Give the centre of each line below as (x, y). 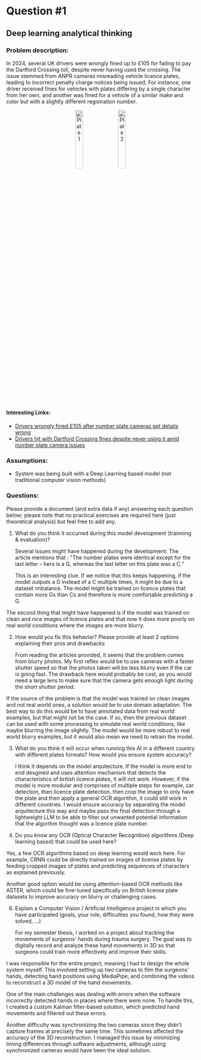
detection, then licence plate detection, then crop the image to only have (104, 791)
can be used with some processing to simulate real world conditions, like (96, 724)
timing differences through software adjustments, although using (86, 1044)
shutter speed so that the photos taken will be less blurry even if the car (103, 667)
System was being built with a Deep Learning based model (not (93, 474)
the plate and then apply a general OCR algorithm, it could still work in (101, 798)
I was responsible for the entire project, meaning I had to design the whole (98, 963)
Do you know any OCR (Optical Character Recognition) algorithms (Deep (104, 835)
